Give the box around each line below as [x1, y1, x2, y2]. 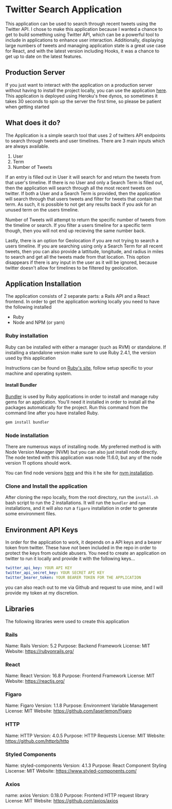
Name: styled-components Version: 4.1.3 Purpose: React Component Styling [5, 762, 167, 768]
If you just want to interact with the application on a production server [5, 82, 153, 88]
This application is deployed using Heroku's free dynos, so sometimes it [5, 92, 158, 99]
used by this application [5, 355, 56, 361]
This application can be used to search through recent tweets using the [5, 21, 157, 27]
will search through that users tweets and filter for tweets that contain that [5, 196, 162, 202]
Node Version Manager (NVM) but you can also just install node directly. [5, 449, 158, 455]
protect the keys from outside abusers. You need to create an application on [5, 550, 166, 556]
